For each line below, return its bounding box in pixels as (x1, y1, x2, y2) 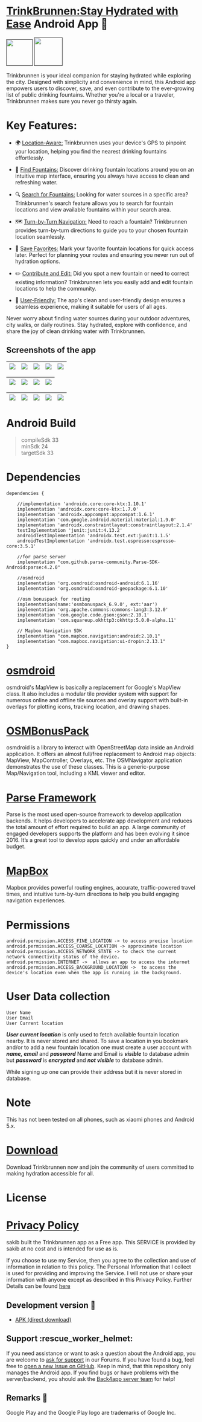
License (6, 1191, 47, 1205)
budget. (6, 843, 26, 850)
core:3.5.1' (6, 543, 36, 549)
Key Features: (6, 119, 77, 132)
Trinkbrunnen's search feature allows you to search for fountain (14, 199, 174, 207)
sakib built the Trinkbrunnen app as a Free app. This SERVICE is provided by (6, 1239, 196, 1246)
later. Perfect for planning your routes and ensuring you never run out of (14, 251, 195, 258)
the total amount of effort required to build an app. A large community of (6, 824, 186, 831)
